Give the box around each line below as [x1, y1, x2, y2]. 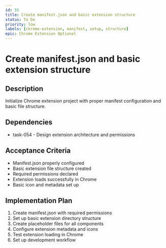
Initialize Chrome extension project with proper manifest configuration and [5, 98, 161, 104]
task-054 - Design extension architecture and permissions [12, 131, 135, 138]
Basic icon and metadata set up [12, 182, 79, 188]
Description [5, 84, 43, 93]
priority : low [5, 21, 36, 27]
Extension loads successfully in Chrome [12, 176, 97, 182]
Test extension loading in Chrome [12, 232, 84, 238]
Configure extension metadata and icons [12, 226, 98, 232]
